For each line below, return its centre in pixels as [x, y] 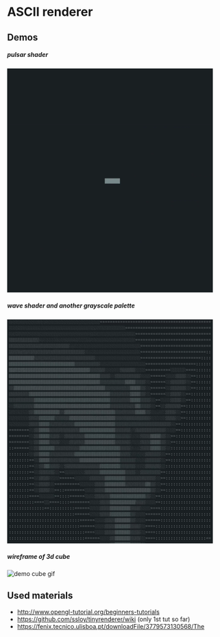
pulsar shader [28, 55]
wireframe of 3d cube [39, 557]
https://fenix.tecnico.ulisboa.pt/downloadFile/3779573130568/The [111, 627]
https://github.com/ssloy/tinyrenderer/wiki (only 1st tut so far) [103, 619]
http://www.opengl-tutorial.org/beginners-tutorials [88, 612]
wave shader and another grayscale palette [71, 305]
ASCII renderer [50, 12]
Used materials [40, 595]
